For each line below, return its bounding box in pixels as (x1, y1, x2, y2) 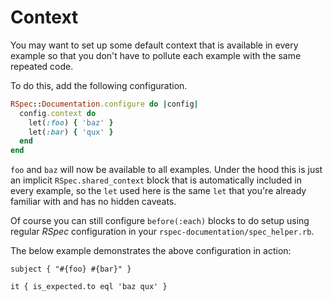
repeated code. (10, 60, 74, 72)
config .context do (19, 108, 97, 118)
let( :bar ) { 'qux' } (28, 127, 114, 137)
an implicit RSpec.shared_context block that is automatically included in (10, 174, 303, 186)
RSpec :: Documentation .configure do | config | (10, 99, 199, 109)
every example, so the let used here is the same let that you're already (10, 185, 307, 197)
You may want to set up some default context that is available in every (10, 39, 299, 51)
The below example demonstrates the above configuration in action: (10, 245, 292, 257)
